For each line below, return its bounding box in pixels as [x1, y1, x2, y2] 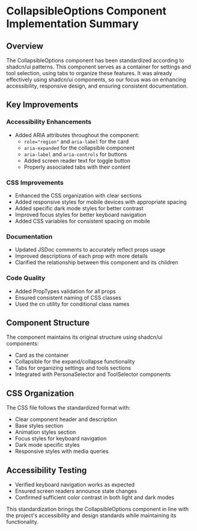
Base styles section [14, 422, 64, 429]
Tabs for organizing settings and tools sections [14, 365, 131, 372]
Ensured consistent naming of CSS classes [14, 294, 121, 301]
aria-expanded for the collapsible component [23, 144, 135, 151]
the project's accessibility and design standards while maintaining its [6, 512, 177, 519]
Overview [6, 41, 44, 51]
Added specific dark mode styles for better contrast [14, 204, 144, 211]
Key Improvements [6, 100, 79, 110]
